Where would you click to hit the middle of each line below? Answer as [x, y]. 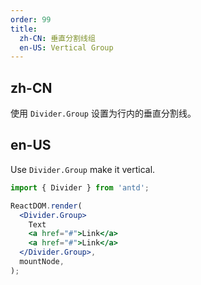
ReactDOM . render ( [46, 206]
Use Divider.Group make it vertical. [83, 169]
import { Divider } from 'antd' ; [80, 187]
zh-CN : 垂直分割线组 [57, 38]
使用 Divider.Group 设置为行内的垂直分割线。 [103, 113]
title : [24, 29]
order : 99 [31, 19]
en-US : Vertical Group [66, 47]
